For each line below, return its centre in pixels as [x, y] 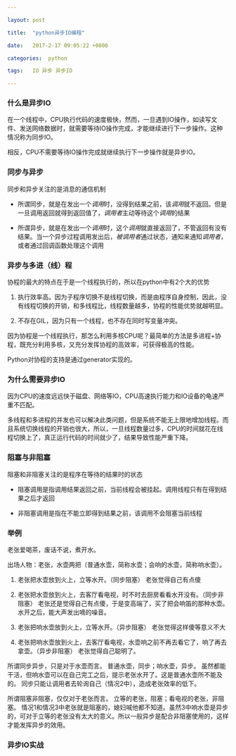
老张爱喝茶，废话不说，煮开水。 [53, 550]
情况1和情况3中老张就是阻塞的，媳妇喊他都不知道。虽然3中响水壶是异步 [124, 707]
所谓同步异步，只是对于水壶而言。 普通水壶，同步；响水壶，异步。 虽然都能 [117, 666]
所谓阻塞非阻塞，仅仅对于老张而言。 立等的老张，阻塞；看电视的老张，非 [113, 698]
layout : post [26, 20]
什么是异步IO [29, 103]
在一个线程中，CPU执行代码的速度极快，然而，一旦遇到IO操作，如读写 [110, 120]
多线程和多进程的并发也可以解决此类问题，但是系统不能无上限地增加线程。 [115, 420]
